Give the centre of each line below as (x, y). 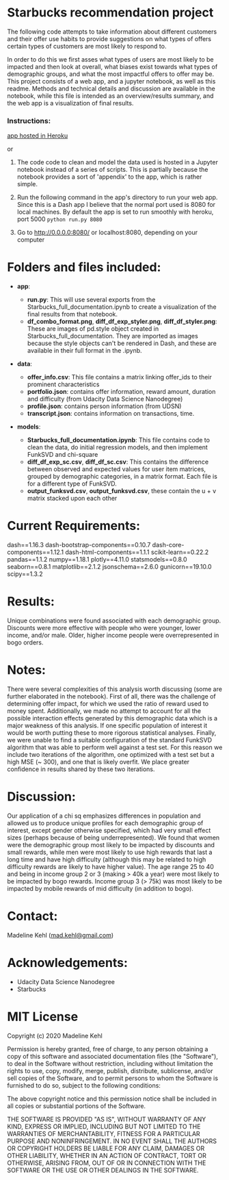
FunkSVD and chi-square (63, 455)
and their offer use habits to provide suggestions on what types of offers (109, 38)
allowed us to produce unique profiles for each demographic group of (105, 823)
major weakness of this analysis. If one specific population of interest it (107, 725)
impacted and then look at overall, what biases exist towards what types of (112, 66)
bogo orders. (25, 642)
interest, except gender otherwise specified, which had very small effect (109, 830)
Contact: (32, 916)
